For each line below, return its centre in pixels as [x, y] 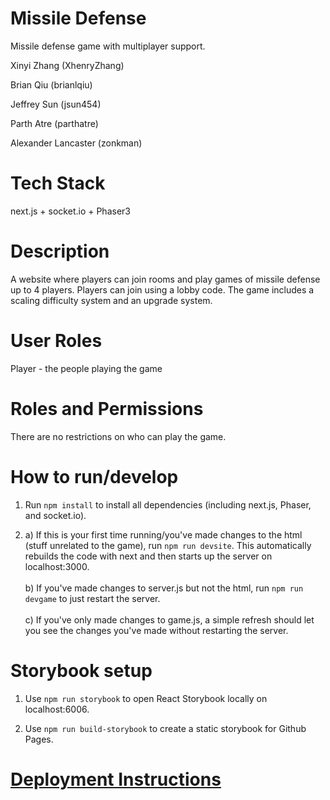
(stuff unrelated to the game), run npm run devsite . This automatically [168, 545]
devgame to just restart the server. [92, 598]
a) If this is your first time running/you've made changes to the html [163, 534]
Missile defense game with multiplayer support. [108, 46]
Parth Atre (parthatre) [54, 123]
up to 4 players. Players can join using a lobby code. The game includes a [162, 289]
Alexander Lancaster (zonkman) [76, 143]
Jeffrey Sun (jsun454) [56, 104]
